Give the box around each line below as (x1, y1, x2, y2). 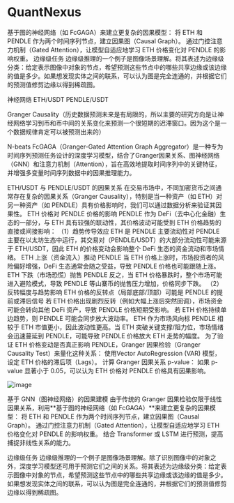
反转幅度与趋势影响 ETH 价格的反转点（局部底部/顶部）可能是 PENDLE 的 (7, 287, 217, 296)
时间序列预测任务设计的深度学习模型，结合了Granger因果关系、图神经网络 (7, 151, 220, 159)
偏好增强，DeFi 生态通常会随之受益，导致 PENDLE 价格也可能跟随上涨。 (13, 262, 221, 270)
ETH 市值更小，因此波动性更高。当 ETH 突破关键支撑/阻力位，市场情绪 (20, 322, 224, 331)
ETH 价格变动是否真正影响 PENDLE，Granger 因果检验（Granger (15, 340, 201, 349)
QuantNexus (7, 4, 82, 20)
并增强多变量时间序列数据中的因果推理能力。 (7, 168, 136, 177)
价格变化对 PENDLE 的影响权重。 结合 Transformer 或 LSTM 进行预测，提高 (7, 430, 224, 438)
